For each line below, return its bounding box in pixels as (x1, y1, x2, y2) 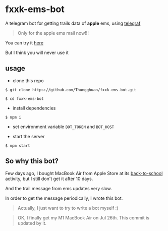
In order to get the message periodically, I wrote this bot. (5, 195, 123, 201)
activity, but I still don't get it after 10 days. (5, 176, 93, 182)
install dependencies (12, 105, 56, 111)
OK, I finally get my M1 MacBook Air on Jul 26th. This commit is (17, 214, 150, 220)
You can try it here (5, 39, 44, 46)
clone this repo (12, 77, 44, 84)
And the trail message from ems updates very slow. (5, 185, 112, 191)
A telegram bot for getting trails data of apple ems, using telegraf (5, 20, 141, 26)
